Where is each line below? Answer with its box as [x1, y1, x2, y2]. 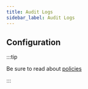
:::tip [6, 53, 18, 61]
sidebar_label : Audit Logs [6, 15, 75, 21]
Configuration [6, 37, 61, 48]
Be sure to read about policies [6, 65, 82, 73]
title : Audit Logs [6, 9, 53, 15]
